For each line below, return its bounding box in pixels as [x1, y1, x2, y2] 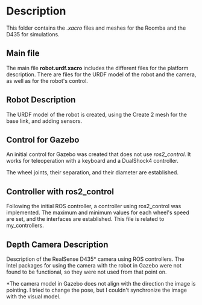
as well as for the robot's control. [6, 77, 89, 84]
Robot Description [6, 95, 76, 105]
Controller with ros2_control [6, 186, 115, 197]
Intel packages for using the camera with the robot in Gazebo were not [6, 262, 182, 269]
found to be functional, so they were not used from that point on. [6, 268, 167, 275]
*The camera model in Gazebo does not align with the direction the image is [6, 280, 196, 287]
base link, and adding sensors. [6, 117, 83, 125]
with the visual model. [6, 293, 61, 300]
